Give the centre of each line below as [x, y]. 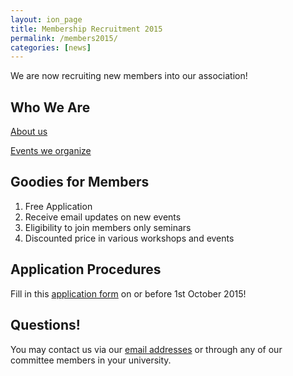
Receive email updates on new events [103, 217]
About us [29, 132]
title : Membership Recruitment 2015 [86, 29]
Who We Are [50, 107]
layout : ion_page [46, 19]
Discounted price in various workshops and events [129, 238]
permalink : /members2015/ [64, 38]
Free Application [58, 206]
